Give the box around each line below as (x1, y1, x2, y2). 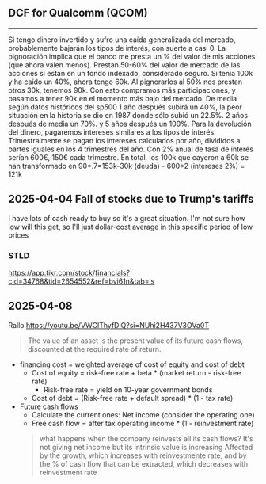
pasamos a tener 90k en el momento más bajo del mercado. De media (8, 93, 237, 103)
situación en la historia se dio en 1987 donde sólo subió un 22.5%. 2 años (8, 110, 248, 120)
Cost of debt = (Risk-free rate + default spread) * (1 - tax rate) (31, 393, 234, 402)
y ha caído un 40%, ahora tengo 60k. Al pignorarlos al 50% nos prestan (8, 77, 243, 86)
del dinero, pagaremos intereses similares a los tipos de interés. (8, 127, 216, 137)
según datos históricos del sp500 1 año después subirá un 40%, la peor (8, 102, 243, 112)
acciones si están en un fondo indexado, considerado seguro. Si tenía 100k (8, 68, 253, 78)
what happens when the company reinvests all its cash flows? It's (39, 433, 253, 443)
